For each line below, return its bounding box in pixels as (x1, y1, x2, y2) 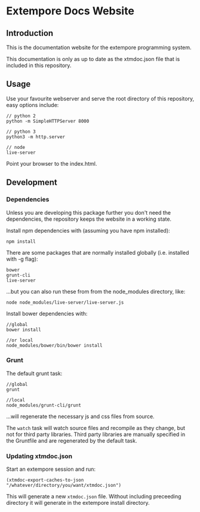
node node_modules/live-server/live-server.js (6, 299, 124, 306)
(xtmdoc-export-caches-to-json (6, 477, 84, 483)
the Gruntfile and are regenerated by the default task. (6, 437, 137, 444)
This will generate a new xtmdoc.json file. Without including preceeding (6, 493, 181, 500)
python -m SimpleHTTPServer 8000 (6, 118, 90, 124)
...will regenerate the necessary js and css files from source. (6, 413, 155, 420)
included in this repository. (6, 62, 72, 69)
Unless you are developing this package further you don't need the (6, 209, 171, 216)
